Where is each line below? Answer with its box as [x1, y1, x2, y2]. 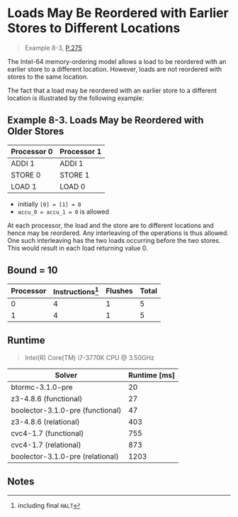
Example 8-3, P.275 [24, 43, 83, 52]
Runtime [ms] [128, 370, 176, 380]
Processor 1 [59, 146, 102, 156]
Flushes [106, 286, 133, 296]
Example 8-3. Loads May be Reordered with [7, 114, 204, 126]
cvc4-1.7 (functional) [11, 428, 84, 438]
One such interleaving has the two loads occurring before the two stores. [7, 236, 221, 244]
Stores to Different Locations [7, 20, 181, 36]
